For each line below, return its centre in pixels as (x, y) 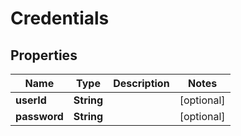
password (39, 116)
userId (31, 100)
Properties (44, 55)
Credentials (60, 18)
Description (141, 83)
